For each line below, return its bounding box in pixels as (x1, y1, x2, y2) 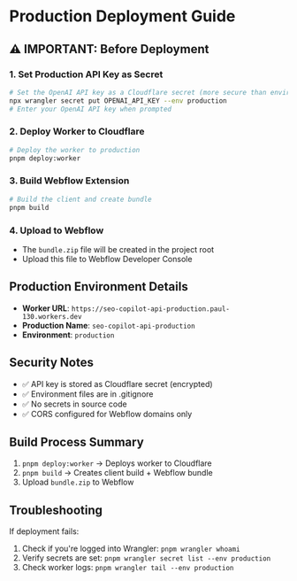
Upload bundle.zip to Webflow (21, 476, 134, 488)
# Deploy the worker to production (9, 145, 141, 154)
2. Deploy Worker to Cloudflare (9, 126, 145, 138)
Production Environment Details (9, 279, 188, 294)
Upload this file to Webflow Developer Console (21, 253, 193, 264)
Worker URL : (21, 303, 70, 314)
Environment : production (21, 329, 115, 340)
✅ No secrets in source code (21, 399, 127, 409)
